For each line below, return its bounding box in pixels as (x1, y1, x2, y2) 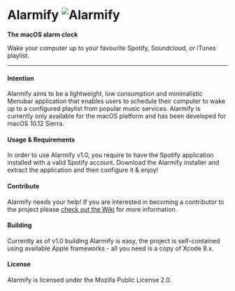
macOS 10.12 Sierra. (7, 119, 65, 128)
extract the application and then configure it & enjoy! (7, 165, 159, 175)
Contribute (7, 182, 40, 190)
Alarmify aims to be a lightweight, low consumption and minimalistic (7, 90, 203, 98)
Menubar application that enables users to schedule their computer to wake (7, 97, 226, 105)
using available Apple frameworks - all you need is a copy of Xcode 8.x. (7, 244, 214, 252)
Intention (7, 74, 34, 82)
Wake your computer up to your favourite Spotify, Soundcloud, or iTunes (7, 43, 217, 52)
